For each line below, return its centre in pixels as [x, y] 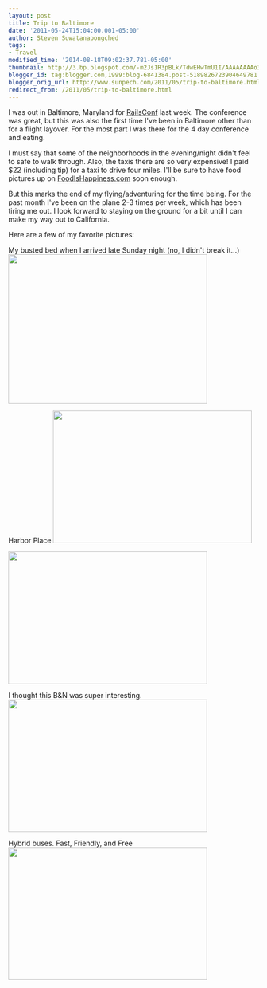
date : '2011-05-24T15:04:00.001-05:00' [74, 30]
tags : [17, 45]
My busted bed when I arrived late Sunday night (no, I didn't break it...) [124, 250]
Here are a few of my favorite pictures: [72, 235]
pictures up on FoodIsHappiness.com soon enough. [93, 178]
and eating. [27, 138]
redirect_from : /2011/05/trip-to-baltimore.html [90, 90]
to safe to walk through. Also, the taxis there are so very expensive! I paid [128, 162]
